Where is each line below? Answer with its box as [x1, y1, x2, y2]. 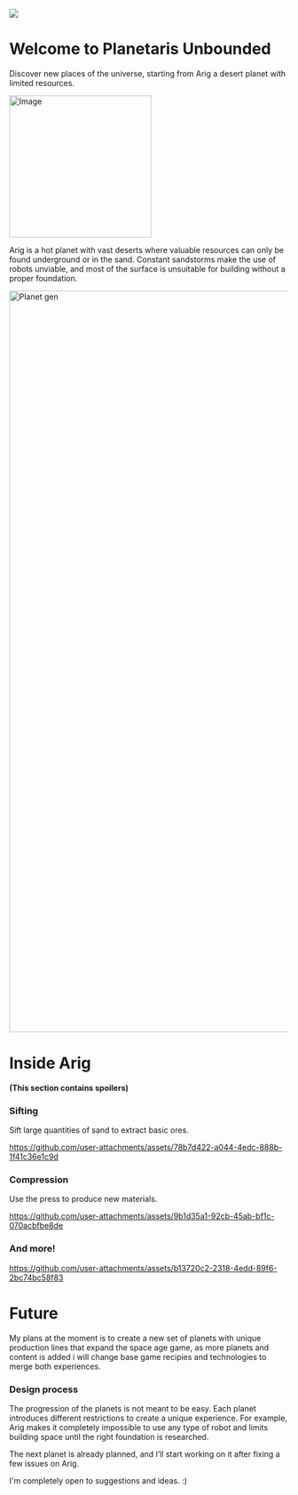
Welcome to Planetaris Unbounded [9, 39, 271, 59]
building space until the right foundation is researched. [9, 1432, 209, 1442]
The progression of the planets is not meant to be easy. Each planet [9, 1404, 257, 1413]
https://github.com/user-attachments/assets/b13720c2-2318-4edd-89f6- [9, 1262, 278, 1273]
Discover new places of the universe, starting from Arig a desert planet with [9, 67, 286, 79]
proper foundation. [9, 273, 78, 283]
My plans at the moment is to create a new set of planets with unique [9, 1333, 262, 1343]
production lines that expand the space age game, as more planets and [9, 1341, 270, 1353]
